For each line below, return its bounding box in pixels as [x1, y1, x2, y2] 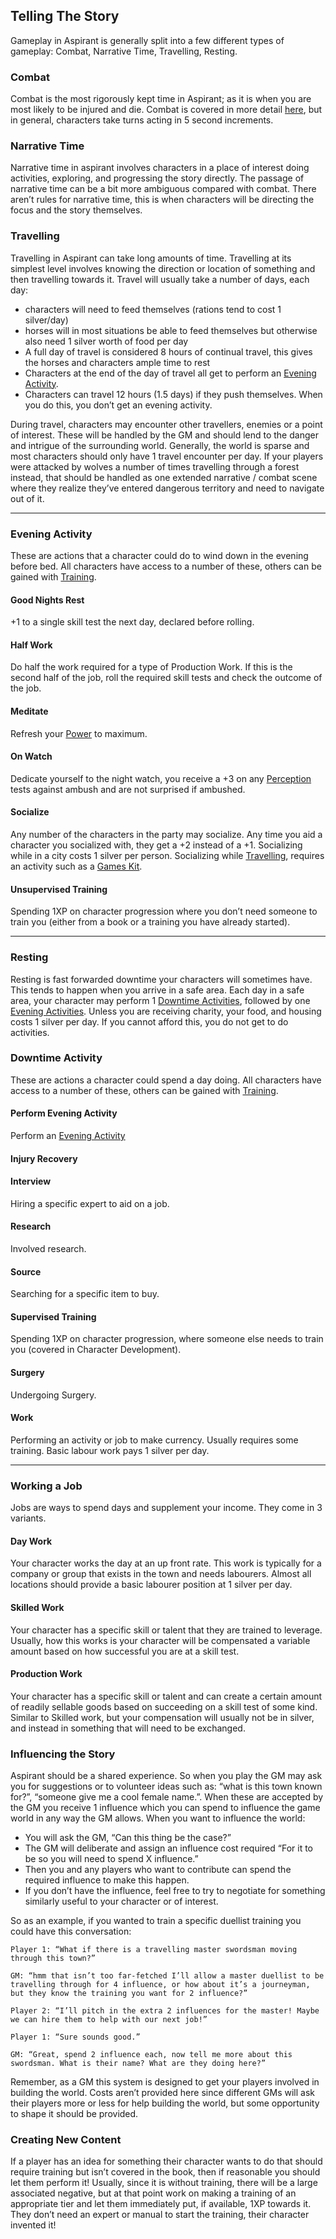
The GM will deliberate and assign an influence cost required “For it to [24, 1842, 313, 1854]
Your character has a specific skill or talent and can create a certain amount [10, 1690, 323, 1702]
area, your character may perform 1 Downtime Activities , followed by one [10, 994, 311, 1006]
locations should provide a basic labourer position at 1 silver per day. [10, 1579, 293, 1591]
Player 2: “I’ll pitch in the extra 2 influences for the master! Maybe [10, 2006, 320, 2016]
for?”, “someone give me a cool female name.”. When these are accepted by [10, 1791, 324, 1803]
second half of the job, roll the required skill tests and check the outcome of [10, 672, 323, 684]
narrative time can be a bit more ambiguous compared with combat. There [10, 183, 317, 195]
